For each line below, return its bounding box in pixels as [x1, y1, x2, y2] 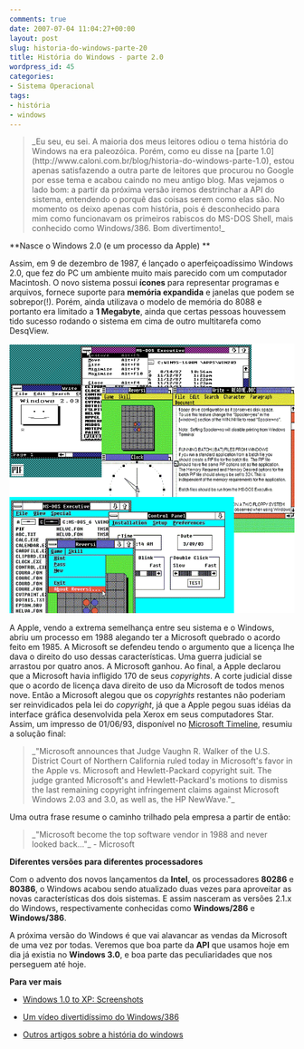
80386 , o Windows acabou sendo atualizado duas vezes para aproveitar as [9, 883, 292, 894]
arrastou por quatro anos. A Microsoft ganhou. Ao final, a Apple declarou [9, 660, 281, 671]
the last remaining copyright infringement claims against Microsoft [31, 784, 280, 795]
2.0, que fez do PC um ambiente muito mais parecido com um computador [9, 267, 288, 278]
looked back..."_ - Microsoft [31, 839, 135, 850]
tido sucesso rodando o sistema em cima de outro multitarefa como [9, 316, 261, 326]
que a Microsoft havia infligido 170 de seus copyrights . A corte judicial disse [9, 670, 292, 681]
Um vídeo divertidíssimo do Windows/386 [22, 1011, 179, 1022]
